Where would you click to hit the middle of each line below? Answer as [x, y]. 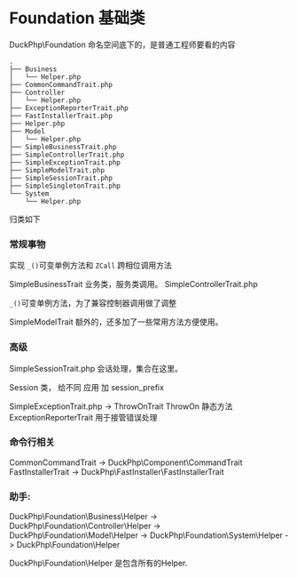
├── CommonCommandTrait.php [61, 84]
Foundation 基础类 [77, 18]
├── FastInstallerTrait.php [61, 116]
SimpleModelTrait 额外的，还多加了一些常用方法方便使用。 [116, 322]
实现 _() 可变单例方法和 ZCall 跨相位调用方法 [91, 265]
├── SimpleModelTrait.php [57, 170]
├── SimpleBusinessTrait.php [63, 147]
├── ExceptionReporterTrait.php [69, 108]
